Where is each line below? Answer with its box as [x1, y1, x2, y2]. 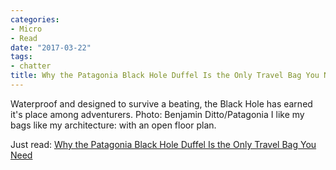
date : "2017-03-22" [10, 42, 92, 53]
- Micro [10, 24, 43, 34]
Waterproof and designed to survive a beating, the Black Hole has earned [10, 97, 313, 110]
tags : [10, 52, 33, 62]
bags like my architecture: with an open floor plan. [10, 119, 217, 131]
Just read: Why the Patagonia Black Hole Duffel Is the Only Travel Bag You [10, 138, 317, 150]
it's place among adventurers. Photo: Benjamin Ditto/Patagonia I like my [10, 108, 305, 120]
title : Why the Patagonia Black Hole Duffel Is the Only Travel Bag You [10, 71, 320, 81]
